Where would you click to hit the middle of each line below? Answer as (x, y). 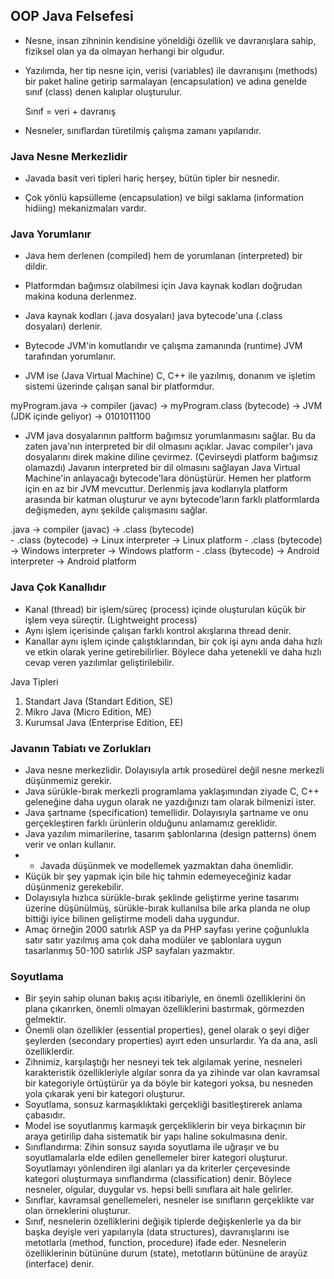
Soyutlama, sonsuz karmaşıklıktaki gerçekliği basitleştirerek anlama (163, 1105)
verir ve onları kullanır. (70, 844)
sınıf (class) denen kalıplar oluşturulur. (103, 91)
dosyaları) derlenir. (63, 326)
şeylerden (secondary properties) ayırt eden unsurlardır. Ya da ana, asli (171, 1041)
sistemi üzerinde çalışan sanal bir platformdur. (119, 386)
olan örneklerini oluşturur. (77, 1211)
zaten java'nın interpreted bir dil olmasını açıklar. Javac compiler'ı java (168, 446)
